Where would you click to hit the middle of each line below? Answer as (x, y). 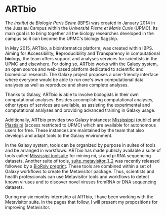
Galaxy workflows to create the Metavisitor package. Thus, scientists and (80, 171)
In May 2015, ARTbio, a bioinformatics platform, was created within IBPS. (79, 48)
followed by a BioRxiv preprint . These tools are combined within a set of (78, 166)
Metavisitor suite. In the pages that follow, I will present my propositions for (82, 202)
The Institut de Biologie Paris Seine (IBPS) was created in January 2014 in (80, 23)
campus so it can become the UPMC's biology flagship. (62, 39)
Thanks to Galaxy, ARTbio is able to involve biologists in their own (72, 94)
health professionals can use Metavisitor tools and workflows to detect (77, 176)
